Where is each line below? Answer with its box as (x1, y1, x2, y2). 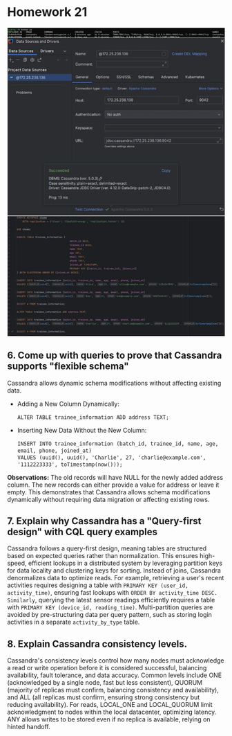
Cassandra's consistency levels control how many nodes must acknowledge (7, 656, 224, 665)
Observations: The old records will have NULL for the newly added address (7, 473, 223, 481)
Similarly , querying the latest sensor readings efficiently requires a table (7, 596, 215, 604)
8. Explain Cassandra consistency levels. (7, 638, 188, 649)
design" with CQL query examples (7, 526, 157, 537)
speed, (7, 559, 27, 568)
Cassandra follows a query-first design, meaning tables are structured (7, 544, 207, 553)
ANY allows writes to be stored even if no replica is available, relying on (7, 715, 211, 724)
